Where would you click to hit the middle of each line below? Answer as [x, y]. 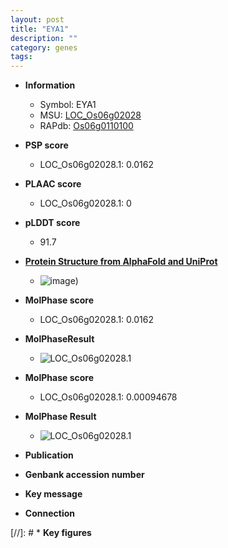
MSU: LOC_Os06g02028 [90, 115]
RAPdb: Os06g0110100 [86, 126]
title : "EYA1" [40, 29]
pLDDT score [52, 223]
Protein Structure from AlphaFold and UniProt [121, 262]
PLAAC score [53, 184]
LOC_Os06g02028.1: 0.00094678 [108, 397]
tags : [21, 57]
